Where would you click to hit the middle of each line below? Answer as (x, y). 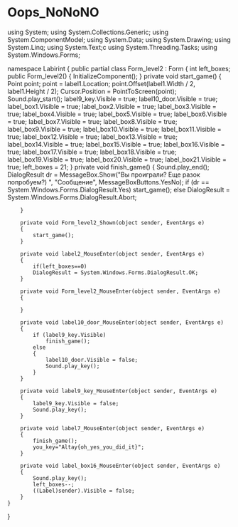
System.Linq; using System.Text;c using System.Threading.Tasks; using (113, 47)
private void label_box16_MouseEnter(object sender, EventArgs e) (120, 466)
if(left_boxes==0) (60, 266)
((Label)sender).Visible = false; (84, 491)
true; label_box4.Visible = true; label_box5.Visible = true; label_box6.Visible (117, 114)
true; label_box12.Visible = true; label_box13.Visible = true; (92, 137)
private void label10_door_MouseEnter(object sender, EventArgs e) (122, 322)
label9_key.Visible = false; (76, 403)
